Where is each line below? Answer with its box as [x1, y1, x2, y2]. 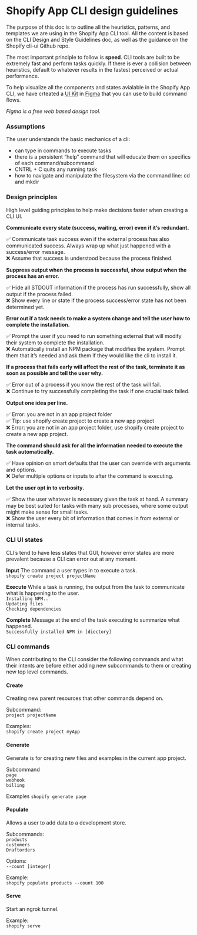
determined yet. [6, 303, 45, 310]
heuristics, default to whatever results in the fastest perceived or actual [6, 66, 179, 73]
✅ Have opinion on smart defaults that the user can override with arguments [6, 460, 191, 467]
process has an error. [6, 272, 60, 280]
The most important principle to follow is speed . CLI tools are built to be [6, 53, 181, 61]
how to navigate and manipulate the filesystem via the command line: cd [14, 172, 190, 179]
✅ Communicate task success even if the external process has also [6, 235, 169, 242]
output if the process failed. [6, 290, 74, 297]
